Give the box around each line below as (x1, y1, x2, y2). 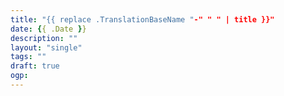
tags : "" (10, 52, 47, 62)
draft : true (10, 61, 60, 71)
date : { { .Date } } (10, 24, 87, 34)
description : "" (10, 33, 78, 43)
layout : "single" (10, 42, 83, 53)
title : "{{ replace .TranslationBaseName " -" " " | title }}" (10, 14, 275, 25)
